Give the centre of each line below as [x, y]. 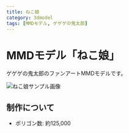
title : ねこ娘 [23, 12]
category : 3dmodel [30, 18]
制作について [31, 107]
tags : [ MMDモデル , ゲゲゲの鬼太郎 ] [47, 23]
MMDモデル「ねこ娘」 [63, 55]
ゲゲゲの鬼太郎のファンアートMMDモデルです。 [66, 73]
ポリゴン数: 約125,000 [43, 123]
